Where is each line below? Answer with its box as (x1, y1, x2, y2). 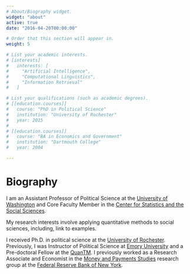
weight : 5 (6, 41, 31, 47)
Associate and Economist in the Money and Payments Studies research (6, 255, 179, 262)
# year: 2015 (6, 117, 44, 123)
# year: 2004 (6, 145, 44, 151)
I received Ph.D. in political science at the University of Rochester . (6, 236, 166, 243)
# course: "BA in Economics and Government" (6, 134, 122, 140)
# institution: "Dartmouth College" (6, 139, 101, 145)
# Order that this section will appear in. (6, 36, 115, 42)
